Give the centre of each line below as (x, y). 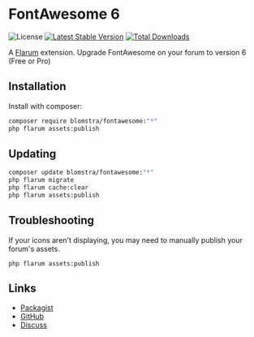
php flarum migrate (41, 180)
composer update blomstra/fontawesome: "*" (81, 173)
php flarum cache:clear (49, 188)
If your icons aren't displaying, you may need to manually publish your (126, 240)
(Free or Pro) (30, 61)
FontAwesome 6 (64, 14)
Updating (32, 154)
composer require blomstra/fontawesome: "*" (83, 121)
